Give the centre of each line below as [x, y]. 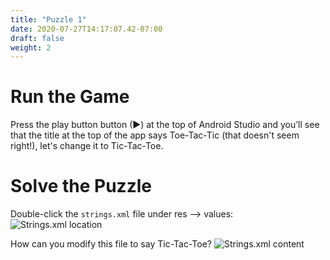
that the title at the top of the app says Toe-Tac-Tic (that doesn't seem [155, 135]
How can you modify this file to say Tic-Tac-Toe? [111, 244]
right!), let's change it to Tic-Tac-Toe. [87, 146]
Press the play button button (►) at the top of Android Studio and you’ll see [165, 125]
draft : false [37, 38]
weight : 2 [31, 47]
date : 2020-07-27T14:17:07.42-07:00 [86, 29]
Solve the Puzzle [81, 186]
